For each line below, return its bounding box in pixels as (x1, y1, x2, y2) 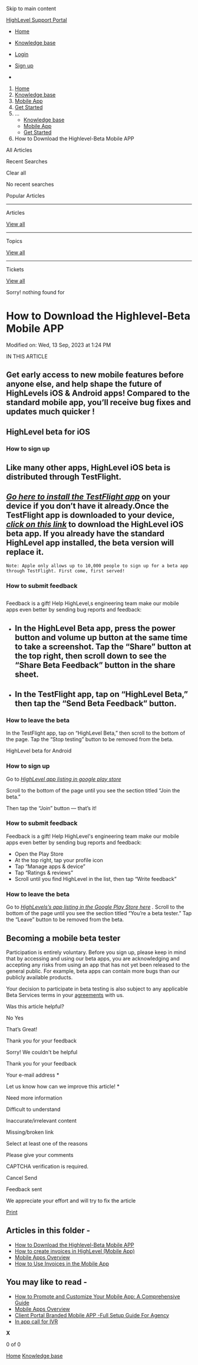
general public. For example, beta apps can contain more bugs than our (6, 967, 180, 975)
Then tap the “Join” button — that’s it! (6, 804, 97, 811)
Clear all (6, 169, 27, 176)
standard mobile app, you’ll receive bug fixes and (6, 397, 192, 407)
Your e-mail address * (6, 1071, 60, 1078)
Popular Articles (6, 192, 45, 199)
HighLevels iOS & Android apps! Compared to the (6, 389, 190, 399)
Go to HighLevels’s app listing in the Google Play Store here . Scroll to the (6, 903, 184, 910)
